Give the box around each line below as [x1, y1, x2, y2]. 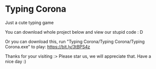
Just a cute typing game [5, 20, 54, 25]
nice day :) [5, 58, 26, 64]
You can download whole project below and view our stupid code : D [5, 29, 143, 35]
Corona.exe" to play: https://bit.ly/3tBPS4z [5, 44, 90, 49]
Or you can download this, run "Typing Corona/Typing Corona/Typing [5, 38, 145, 45]
